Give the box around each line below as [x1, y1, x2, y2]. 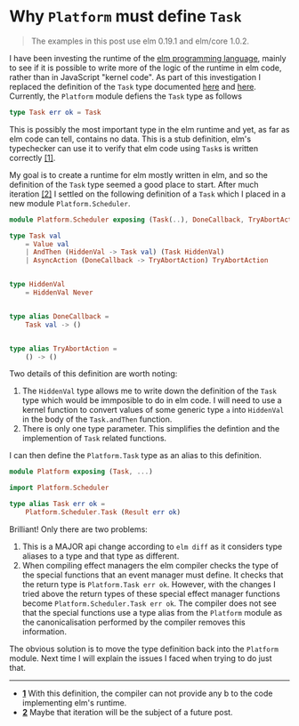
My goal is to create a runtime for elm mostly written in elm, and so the [9, 169, 269, 180]
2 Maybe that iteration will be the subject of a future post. [21, 706, 233, 717]
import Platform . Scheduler [9, 483, 109, 493]
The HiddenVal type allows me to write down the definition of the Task [21, 385, 278, 397]
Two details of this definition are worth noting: [9, 368, 178, 379]
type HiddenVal [9, 280, 66, 289]
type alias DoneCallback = [9, 311, 109, 321]
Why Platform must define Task [9, 6, 242, 27]
